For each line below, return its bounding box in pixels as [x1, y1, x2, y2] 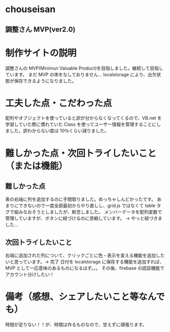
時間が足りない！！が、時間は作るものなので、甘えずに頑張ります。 [5, 321, 147, 328]
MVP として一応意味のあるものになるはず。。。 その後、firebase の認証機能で [5, 265, 165, 271]
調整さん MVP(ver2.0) [5, 25, 76, 34]
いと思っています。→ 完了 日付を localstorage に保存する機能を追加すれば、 [5, 259, 164, 265]
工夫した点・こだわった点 [5, 97, 113, 109]
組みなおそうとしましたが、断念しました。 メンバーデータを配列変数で [14, 209, 162, 215]
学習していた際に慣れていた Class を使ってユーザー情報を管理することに [5, 121, 157, 127]
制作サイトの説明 [5, 47, 77, 59]
